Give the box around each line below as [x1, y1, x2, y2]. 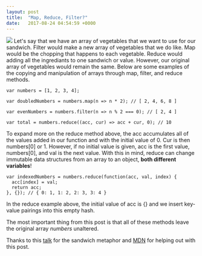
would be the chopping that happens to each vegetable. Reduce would [6, 50, 183, 57]
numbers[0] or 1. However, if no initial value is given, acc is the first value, [6, 143, 190, 150]
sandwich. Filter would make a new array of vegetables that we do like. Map [6, 44, 195, 51]
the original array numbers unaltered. [6, 225, 99, 232]
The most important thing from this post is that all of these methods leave [6, 218, 189, 226]
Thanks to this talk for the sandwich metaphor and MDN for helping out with [6, 237, 195, 244]
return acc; [11, 185, 42, 191]
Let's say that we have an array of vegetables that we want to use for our [13, 38, 196, 45]
